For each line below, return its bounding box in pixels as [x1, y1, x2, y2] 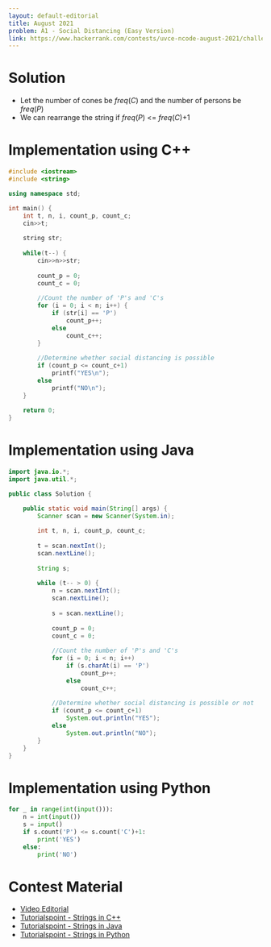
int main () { [8, 204, 52, 212]
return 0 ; [23, 406, 56, 415]
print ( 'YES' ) [37, 835, 81, 843]
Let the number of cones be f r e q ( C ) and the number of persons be [19, 96, 242, 106]
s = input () [23, 820, 63, 829]
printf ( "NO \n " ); [51, 384, 106, 392]
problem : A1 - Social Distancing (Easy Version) [8, 27, 175, 35]
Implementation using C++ [8, 141, 191, 160]
